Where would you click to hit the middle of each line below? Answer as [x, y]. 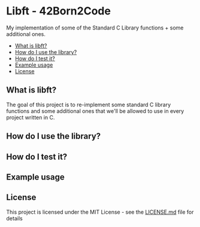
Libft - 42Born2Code [58, 11]
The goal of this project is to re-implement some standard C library [89, 104]
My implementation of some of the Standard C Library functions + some [95, 28]
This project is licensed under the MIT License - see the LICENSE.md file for [100, 212]
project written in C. [31, 117]
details [14, 218]
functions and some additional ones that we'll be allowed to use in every [95, 111]
